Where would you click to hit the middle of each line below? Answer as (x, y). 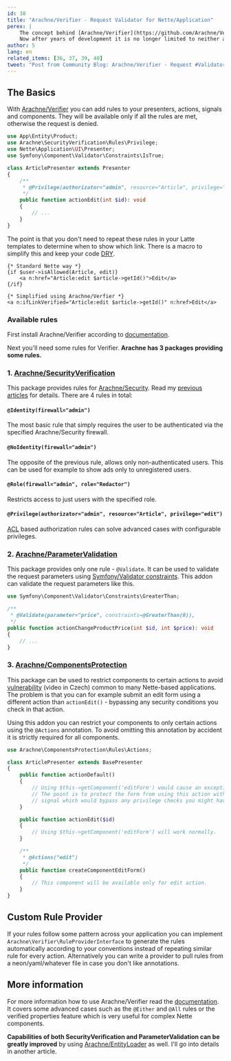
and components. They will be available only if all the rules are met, (102, 116)
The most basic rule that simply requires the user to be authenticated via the (115, 425)
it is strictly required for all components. (64, 737)
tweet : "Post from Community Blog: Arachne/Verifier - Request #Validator (117, 65)
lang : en (20, 52)
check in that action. (36, 709)
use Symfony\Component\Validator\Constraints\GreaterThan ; (93, 596)
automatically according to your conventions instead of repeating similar (109, 948)
